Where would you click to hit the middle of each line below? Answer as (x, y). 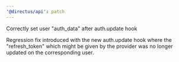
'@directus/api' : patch (36, 12)
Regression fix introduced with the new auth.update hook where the (89, 40)
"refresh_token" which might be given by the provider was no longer (89, 46)
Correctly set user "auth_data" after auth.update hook (72, 28)
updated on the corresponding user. (50, 52)
